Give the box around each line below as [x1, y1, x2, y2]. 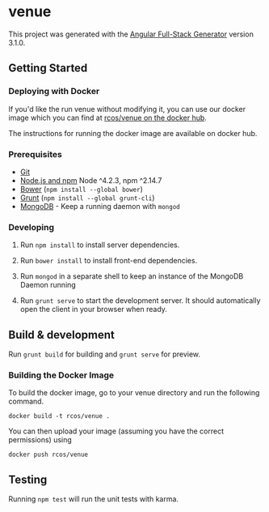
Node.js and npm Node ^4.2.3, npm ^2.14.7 [19, 175, 162, 185]
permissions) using [8, 435, 73, 445]
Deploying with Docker [8, 86, 100, 97]
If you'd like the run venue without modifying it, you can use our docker [8, 104, 246, 113]
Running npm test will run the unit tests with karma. [8, 494, 179, 504]
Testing [8, 472, 48, 486]
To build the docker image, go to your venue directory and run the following [8, 388, 260, 398]
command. [8, 396, 44, 407]
